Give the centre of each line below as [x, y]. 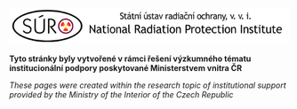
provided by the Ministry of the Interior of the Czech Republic [121, 95]
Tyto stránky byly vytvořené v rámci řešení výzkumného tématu [130, 58]
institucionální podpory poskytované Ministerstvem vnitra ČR [126, 68]
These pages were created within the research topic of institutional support [148, 85]
